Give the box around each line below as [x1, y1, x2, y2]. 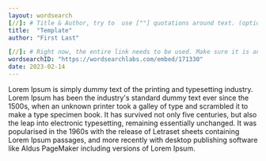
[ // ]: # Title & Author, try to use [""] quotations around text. [8, 19, 236, 27]
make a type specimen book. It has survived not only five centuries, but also [8, 109, 257, 119]
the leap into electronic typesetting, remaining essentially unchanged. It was [8, 118, 257, 128]
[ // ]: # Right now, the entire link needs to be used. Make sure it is [8, 48, 249, 56]
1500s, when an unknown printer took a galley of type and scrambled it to [8, 101, 249, 111]
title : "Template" [8, 26, 73, 34]
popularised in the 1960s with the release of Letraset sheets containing [8, 126, 240, 136]
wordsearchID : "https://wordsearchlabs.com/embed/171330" [8, 56, 203, 63]
